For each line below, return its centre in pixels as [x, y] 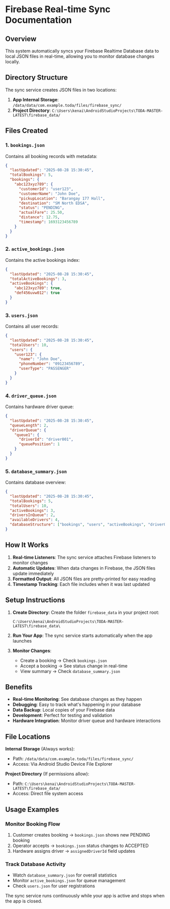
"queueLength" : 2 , [29, 425]
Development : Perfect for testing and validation [62, 716]
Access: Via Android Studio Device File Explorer [62, 764]
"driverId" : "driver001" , [46, 440]
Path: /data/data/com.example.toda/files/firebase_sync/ [73, 759]
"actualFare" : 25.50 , [41, 213]
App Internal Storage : [36, 99]
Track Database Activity [35, 864]
